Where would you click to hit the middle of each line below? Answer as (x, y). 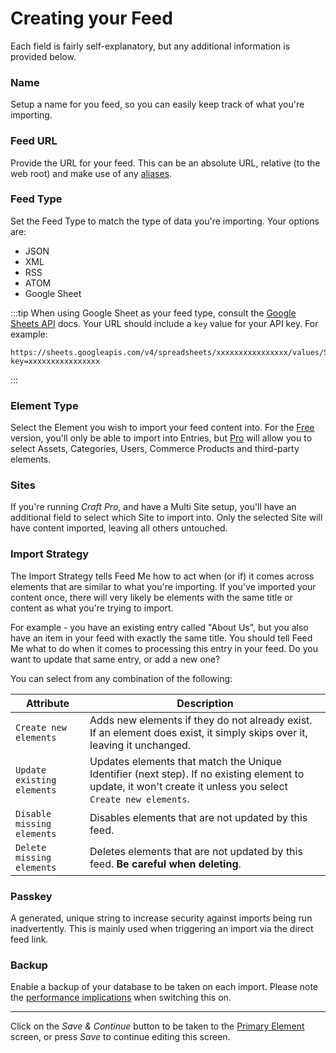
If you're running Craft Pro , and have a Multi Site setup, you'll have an (153, 507)
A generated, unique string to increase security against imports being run (161, 918)
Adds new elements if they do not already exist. (201, 720)
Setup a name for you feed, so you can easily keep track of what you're (157, 104)
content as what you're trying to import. (92, 608)
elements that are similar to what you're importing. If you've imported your (163, 586)
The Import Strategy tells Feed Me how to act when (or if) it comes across (162, 576)
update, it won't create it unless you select (188, 786)
